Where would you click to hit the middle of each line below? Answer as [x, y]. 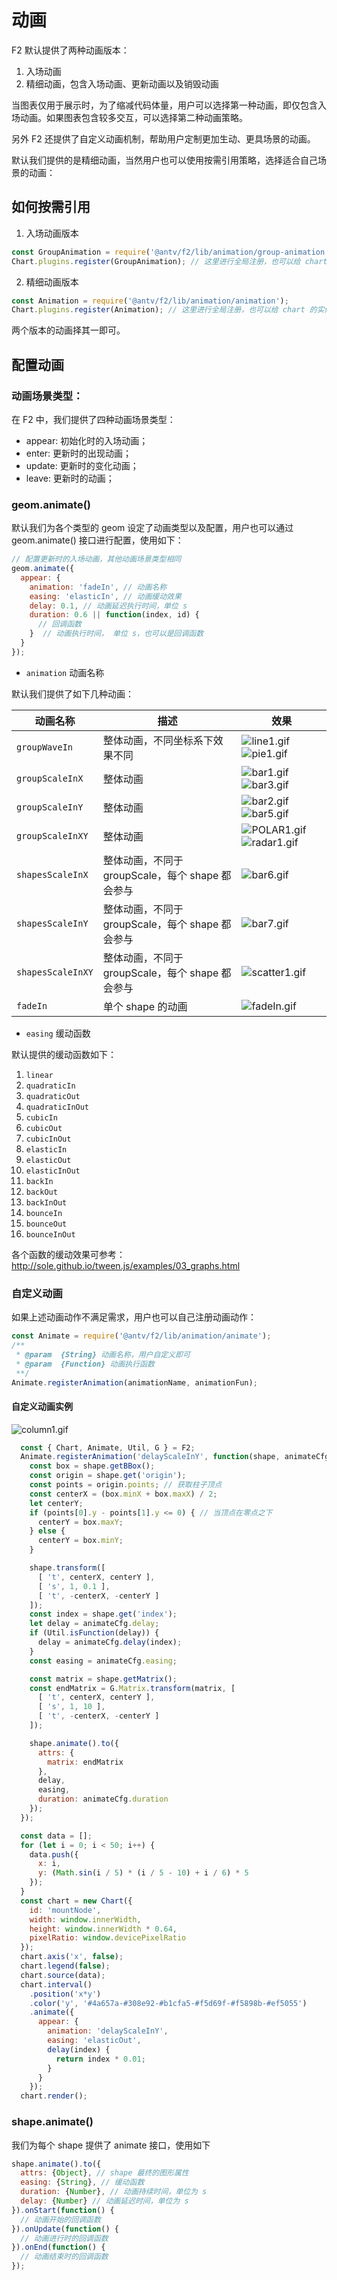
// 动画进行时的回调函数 [64, 2238]
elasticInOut [53, 1171]
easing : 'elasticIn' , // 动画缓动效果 [105, 596]
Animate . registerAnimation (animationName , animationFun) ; [134, 1382]
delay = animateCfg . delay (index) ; [110, 1642]
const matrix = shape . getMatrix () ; [103, 1679]
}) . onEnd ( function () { [58, 2247]
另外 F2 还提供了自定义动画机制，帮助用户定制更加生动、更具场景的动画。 [163, 138]
